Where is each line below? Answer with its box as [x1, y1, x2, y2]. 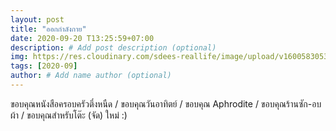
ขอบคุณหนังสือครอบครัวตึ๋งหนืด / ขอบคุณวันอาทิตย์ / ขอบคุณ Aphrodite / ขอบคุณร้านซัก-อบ [10, 97, 322, 110]
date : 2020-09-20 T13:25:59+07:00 [10, 33, 155, 43]
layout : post [10, 14, 65, 25]
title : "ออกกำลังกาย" [10, 24, 87, 34]
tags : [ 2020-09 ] [10, 61, 78, 71]
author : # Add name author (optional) [10, 71, 172, 81]
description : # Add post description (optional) [10, 42, 217, 53]
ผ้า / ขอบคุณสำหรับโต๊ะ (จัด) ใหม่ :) [10, 109, 128, 121]
